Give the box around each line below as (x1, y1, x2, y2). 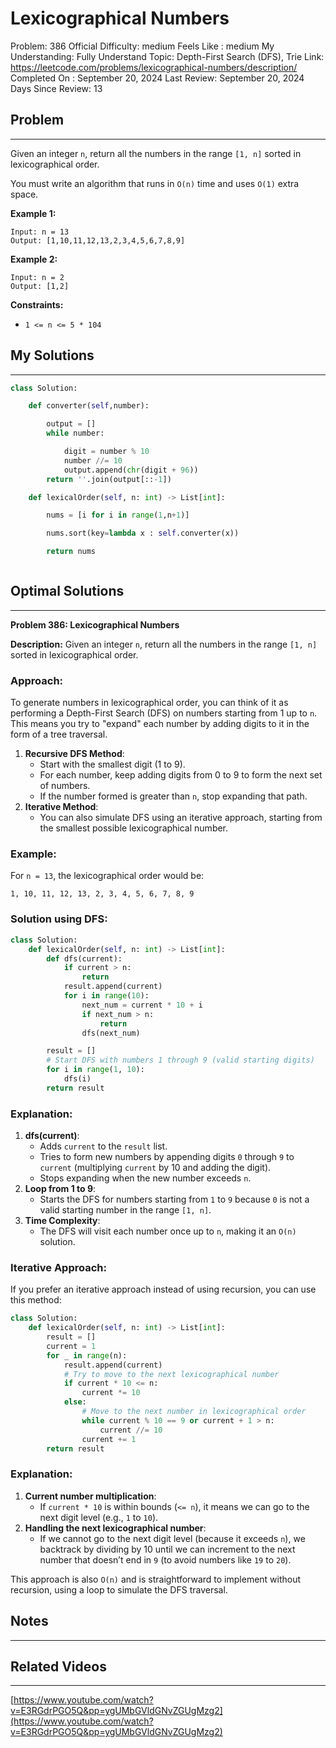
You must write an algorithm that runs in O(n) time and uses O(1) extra (10, 177, 300, 189)
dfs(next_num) (81, 1028, 141, 1038)
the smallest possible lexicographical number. (39, 822, 229, 834)
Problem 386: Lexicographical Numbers (10, 618, 180, 631)
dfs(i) (63, 1074, 92, 1084)
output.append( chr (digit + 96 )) (63, 465, 199, 475)
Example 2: (10, 253, 58, 265)
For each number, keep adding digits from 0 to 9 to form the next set (39, 769, 323, 781)
